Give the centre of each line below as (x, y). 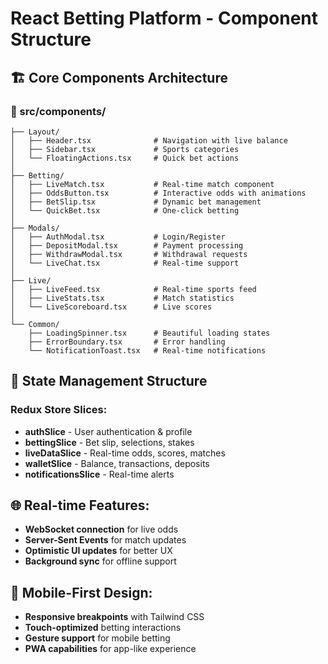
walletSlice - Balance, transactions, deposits (117, 463)
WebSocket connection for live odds (101, 529)
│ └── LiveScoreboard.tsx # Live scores (111, 307)
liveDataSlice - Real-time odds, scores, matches (125, 453)
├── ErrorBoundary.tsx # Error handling (127, 342)
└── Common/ (35, 324)
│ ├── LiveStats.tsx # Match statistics (122, 298)
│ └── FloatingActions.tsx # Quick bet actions (125, 158)
